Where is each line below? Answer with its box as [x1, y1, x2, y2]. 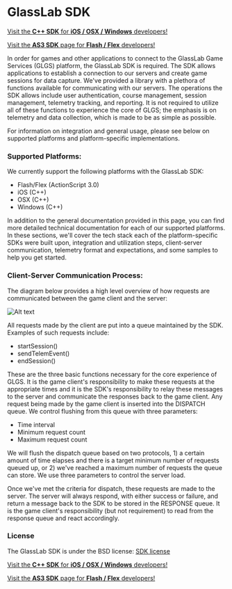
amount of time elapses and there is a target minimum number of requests [7, 456, 220, 465]
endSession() [17, 356, 56, 365]
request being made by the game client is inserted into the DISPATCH [7, 399, 206, 408]
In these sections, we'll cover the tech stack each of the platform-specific [7, 231, 218, 240]
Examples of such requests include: [7, 328, 110, 337]
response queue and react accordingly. [7, 514, 119, 522]
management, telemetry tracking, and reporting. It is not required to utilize [7, 98, 219, 106]
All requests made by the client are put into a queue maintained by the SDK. [7, 321, 224, 329]
